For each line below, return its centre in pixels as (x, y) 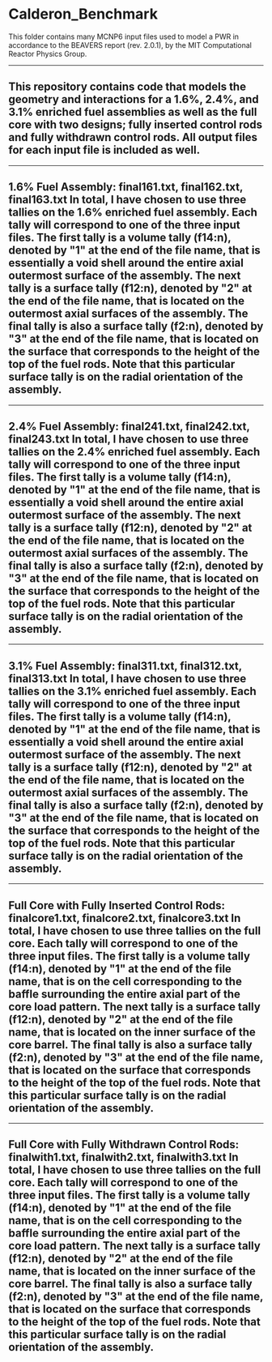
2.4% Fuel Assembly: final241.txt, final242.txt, (129, 426)
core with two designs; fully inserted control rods (136, 125)
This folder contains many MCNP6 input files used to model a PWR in (124, 36)
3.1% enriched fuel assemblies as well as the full (133, 112)
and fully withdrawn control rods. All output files (133, 137)
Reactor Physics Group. (48, 53)
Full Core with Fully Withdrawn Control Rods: (124, 1144)
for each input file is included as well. (104, 150)
